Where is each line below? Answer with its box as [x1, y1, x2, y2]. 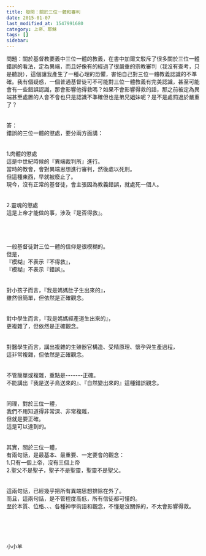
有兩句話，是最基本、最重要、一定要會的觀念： [6, 451, 124, 459]
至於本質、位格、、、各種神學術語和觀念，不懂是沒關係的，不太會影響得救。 [6, 503, 194, 509]
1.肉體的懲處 [6, 150, 37, 157]
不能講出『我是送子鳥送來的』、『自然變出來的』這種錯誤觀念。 [6, 379, 162, 386]
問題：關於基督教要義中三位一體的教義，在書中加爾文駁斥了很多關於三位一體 [6, 55, 200, 62]
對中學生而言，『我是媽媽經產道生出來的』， [6, 315, 114, 322]
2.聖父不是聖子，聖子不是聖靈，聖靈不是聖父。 [6, 467, 124, 474]
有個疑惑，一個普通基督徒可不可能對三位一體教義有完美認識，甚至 [22, 78, 189, 85]
